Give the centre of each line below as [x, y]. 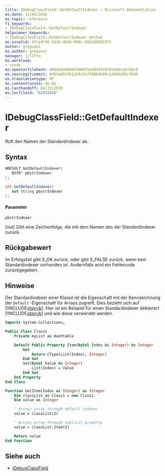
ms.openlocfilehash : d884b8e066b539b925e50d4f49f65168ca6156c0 [72, 70]
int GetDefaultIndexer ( [30, 186]
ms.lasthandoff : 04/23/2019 [34, 88]
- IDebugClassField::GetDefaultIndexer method [54, 38]
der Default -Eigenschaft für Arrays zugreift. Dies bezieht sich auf [72, 303]
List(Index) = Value [53, 368]
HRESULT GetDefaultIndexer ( [34, 169]
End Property [27, 377]
